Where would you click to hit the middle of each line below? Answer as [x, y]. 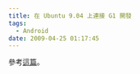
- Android [32, 31]
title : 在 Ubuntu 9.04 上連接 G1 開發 [70, 16]
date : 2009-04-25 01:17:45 [54, 38]
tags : [17, 23]
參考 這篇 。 [26, 62]
